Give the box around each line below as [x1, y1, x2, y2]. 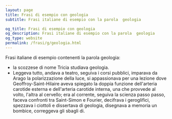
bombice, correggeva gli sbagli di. [12, 108, 85, 114]
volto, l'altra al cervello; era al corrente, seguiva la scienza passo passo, [12, 91, 165, 98]
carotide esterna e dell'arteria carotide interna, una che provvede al [12, 86, 156, 92]
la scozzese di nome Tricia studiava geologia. [12, 64, 109, 70]
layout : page [5, 7, 33, 13]
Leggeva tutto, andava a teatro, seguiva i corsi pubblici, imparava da [12, 69, 158, 76]
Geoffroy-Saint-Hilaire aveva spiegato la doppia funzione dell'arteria [12, 80, 158, 87]
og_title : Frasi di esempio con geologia [5, 26, 95, 31]
